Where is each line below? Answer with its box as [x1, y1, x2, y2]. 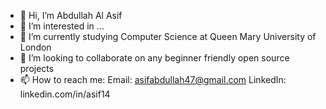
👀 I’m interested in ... [19, 20, 105, 32]
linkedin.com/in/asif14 [19, 88, 111, 100]
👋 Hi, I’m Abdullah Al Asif [19, 10, 123, 21]
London [19, 41, 52, 53]
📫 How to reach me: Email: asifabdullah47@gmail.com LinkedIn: [19, 74, 287, 85]
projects [19, 63, 55, 74]
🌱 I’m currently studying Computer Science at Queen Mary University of [19, 31, 317, 42]
